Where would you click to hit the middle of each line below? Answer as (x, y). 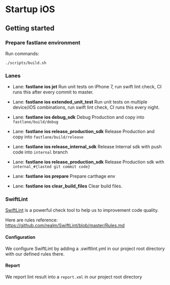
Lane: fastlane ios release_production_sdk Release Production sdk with (88, 162)
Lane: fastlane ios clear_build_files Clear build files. (67, 186)
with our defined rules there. (35, 254)
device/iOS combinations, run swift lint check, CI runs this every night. (86, 107)
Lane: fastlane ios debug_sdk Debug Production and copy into (78, 117)
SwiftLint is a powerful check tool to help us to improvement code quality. (82, 210)
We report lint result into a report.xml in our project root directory (74, 277)
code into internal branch (40, 152)
